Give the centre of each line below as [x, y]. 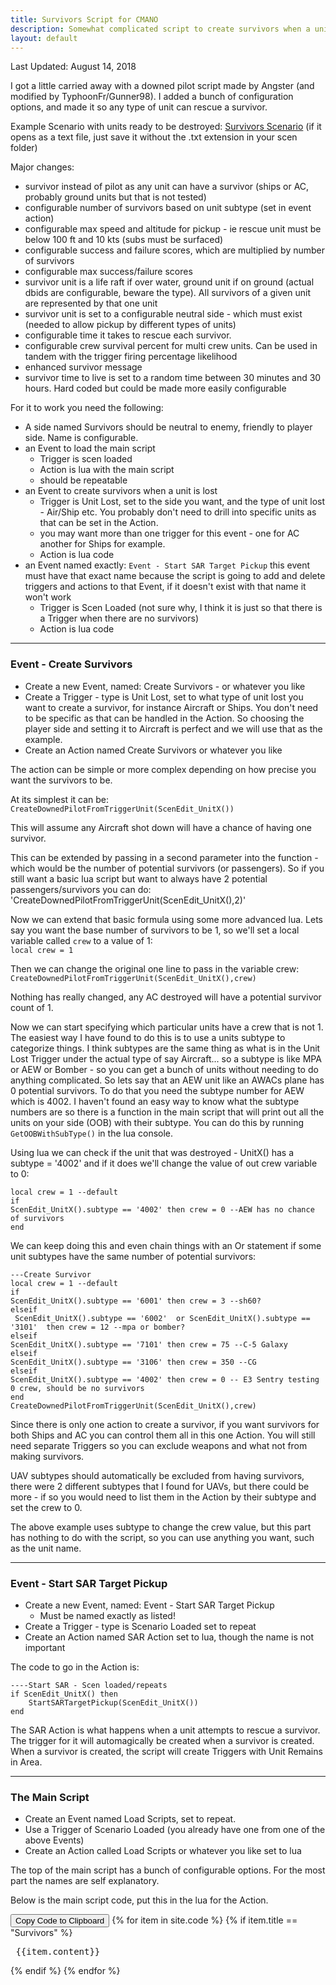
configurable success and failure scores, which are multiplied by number [175, 250]
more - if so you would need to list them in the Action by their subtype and [163, 1497]
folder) [24, 148]
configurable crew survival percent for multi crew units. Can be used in [171, 346]
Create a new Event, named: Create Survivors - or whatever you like [165, 686]
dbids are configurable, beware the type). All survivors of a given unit [167, 293]
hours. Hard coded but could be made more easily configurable [155, 388]
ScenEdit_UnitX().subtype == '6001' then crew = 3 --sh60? [136, 1301]
